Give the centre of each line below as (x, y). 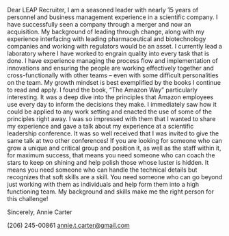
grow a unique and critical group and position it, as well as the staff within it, (114, 148)
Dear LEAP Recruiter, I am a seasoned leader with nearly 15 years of (103, 10)
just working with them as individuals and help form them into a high (103, 184)
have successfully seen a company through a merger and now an (99, 24)
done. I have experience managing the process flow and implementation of (113, 61)
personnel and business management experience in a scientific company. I (112, 17)
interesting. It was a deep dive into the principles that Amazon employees (110, 97)
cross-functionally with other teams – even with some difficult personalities (113, 75)
